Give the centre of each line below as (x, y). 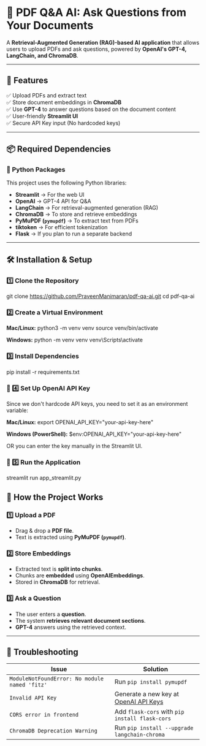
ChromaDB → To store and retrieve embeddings (76, 215)
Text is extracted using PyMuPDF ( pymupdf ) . (71, 537)
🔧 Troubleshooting (42, 652)
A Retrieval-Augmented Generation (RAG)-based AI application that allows (103, 42)
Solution (156, 669)
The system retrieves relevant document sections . (80, 620)
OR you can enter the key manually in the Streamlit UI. (74, 446)
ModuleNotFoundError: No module (57, 679)
